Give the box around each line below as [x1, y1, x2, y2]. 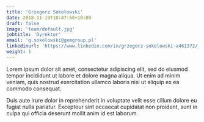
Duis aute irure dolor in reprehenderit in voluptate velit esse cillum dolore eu [6, 96, 197, 104]
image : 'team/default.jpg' [6, 26, 75, 32]
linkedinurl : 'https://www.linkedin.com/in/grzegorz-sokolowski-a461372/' [6, 43, 201, 49]
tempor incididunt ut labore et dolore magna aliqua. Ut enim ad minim [6, 71, 181, 79]
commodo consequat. [6, 85, 62, 92]
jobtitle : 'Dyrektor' [6, 32, 62, 38]
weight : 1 [6, 49, 32, 55]
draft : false [6, 20, 40, 26]
